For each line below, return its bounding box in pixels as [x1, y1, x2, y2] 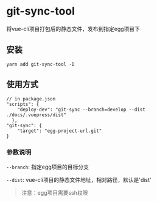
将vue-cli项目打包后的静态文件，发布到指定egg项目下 [6, 25, 140, 32]
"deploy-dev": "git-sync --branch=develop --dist [17, 106, 146, 113]
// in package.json [6, 96, 56, 102]
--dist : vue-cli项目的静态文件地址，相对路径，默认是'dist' [6, 176, 152, 183]
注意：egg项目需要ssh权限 [21, 189, 88, 196]
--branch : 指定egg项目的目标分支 [6, 163, 89, 170]
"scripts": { [6, 101, 40, 107]
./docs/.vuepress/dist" [6, 111, 67, 118]
